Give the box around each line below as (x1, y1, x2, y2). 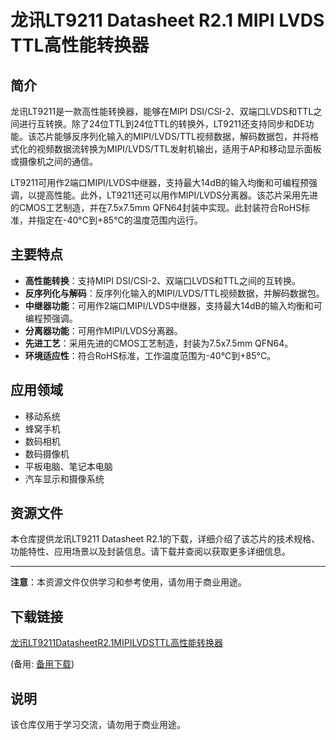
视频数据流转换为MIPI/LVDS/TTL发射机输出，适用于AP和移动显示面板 (36, 143, 322, 155)
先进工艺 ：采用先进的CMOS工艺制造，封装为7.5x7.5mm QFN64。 (24, 337, 294, 349)
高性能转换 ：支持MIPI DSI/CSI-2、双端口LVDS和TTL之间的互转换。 (24, 274, 301, 286)
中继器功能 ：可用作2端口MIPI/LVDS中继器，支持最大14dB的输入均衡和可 (24, 299, 323, 311)
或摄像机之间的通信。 (10, 156, 98, 167)
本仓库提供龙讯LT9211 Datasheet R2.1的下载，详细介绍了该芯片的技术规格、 (10, 533, 321, 545)
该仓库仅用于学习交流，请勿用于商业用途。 (10, 719, 186, 731)
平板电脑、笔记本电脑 (24, 460, 113, 472)
